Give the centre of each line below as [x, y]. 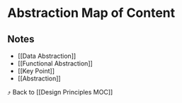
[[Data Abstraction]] [47, 56]
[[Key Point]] [36, 71]
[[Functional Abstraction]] [55, 63]
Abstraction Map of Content [91, 13]
